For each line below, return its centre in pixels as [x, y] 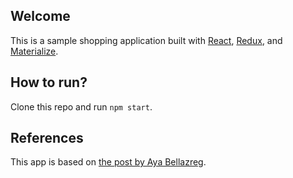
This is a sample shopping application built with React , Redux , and [146, 40]
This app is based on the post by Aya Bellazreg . [108, 162]
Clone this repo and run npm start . [81, 106]
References [47, 138]
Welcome [40, 16]
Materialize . [34, 51]
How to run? [49, 82]
